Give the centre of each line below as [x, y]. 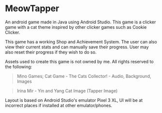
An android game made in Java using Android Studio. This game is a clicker [81, 22]
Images [24, 81]
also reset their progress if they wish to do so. [51, 52]
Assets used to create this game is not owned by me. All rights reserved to [79, 61]
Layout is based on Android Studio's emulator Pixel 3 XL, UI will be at [74, 100]
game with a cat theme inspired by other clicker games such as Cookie [76, 27]
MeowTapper [32, 9]
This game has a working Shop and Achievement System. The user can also [81, 41]
